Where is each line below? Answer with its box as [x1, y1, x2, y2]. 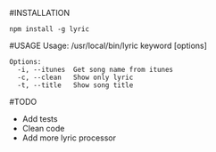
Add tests [21, 114, 58, 124]
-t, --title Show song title [17, 81, 134, 90]
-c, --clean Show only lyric [17, 73, 134, 82]
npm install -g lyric [9, 25, 90, 34]
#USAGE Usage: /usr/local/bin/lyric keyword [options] [9, 40, 208, 51]
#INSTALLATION [9, 8, 70, 18]
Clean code [21, 124, 65, 133]
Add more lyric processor [21, 132, 117, 143]
